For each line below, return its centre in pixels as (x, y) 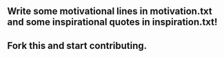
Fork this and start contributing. (77, 45)
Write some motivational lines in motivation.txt (110, 11)
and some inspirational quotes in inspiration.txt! (112, 22)
